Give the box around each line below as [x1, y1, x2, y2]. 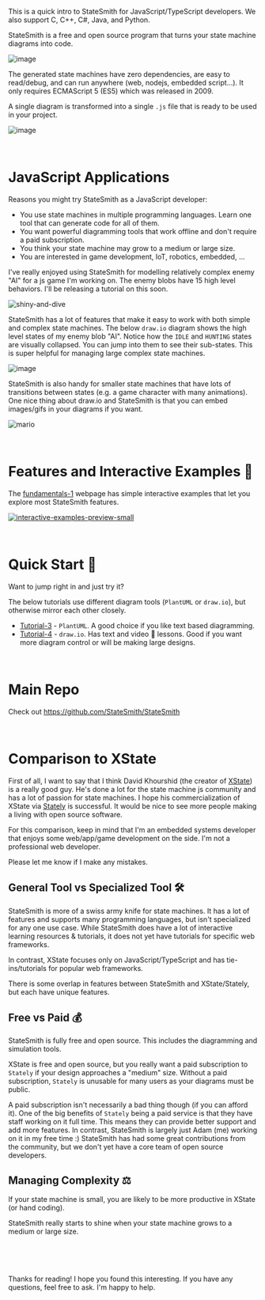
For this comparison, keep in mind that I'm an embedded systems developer [8, 824, 256, 834]
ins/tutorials [8, 963, 47, 972]
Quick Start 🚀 [8, 555, 97, 574]
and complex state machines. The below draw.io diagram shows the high [8, 323, 247, 332]
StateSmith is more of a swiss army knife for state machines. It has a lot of [8, 906, 250, 915]
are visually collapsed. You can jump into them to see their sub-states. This [8, 339, 253, 349]
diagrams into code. [8, 39, 74, 48]
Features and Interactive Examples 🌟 [8, 463, 253, 481]
